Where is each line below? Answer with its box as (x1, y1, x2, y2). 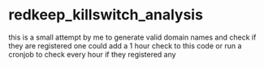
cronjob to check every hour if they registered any (8, 49, 176, 59)
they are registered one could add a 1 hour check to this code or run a (8, 40, 242, 50)
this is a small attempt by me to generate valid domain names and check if (8, 32, 257, 42)
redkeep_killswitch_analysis (8, 6, 203, 24)
